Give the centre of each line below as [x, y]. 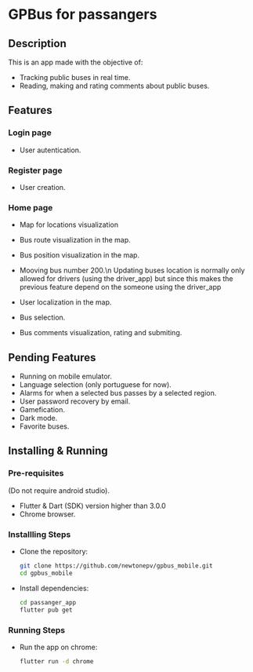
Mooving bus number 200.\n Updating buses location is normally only [132, 270]
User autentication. [50, 150]
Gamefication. [42, 410]
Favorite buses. [44, 426]
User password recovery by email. [75, 401]
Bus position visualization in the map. [79, 255]
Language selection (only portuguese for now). [96, 385]
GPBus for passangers [83, 15]
